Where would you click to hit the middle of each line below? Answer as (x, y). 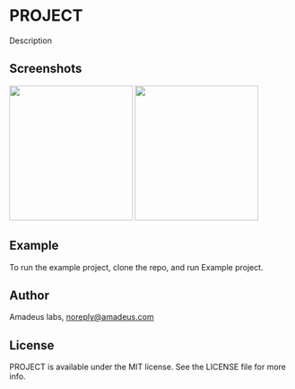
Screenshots (46, 69)
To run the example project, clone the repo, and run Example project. (136, 267)
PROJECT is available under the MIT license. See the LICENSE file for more (148, 367)
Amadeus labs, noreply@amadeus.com (82, 317)
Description (30, 40)
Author (29, 295)
